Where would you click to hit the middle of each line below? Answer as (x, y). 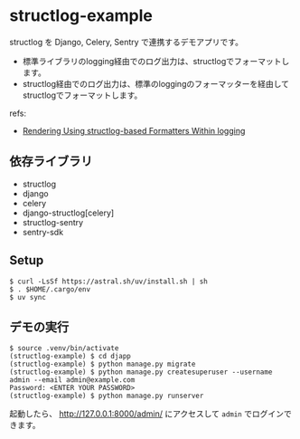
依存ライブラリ (51, 162)
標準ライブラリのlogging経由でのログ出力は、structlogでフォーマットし (156, 61)
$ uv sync (28, 297)
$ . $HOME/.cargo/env (50, 289)
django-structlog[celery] (68, 213)
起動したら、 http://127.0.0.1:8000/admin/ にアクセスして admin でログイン (147, 414)
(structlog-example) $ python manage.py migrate (103, 364)
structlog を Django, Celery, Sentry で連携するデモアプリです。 (127, 42)
